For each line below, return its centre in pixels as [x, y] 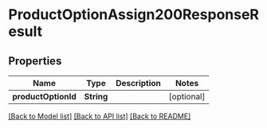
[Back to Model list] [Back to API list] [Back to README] [100, 116]
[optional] [187, 97]
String [96, 97]
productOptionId [45, 97]
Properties [35, 61]
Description [138, 83]
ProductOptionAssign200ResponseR [133, 15]
